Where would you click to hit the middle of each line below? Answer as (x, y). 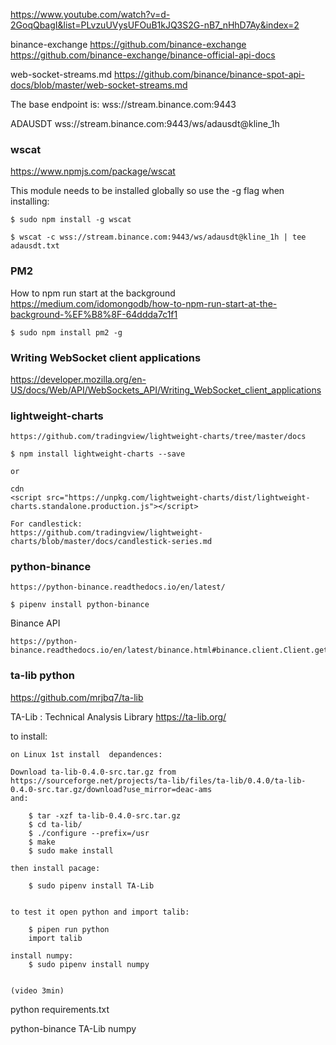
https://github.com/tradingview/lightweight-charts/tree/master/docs (158, 437)
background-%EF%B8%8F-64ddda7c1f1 (94, 314)
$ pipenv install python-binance (80, 605)
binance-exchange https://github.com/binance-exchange (128, 44)
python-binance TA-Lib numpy (73, 1028)
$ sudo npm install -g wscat (71, 220)
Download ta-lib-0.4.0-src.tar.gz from (93, 772)
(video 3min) (37, 990)
